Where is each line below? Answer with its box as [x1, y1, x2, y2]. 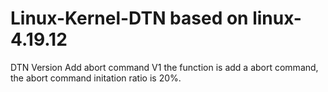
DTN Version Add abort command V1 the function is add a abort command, [10, 61, 319, 73]
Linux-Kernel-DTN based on [10, 7, 249, 30]
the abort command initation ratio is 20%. [10, 72, 182, 84]
